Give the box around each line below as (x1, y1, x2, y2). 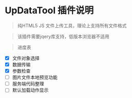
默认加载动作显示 (12, 87, 49, 93)
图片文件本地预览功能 (12, 75, 58, 81)
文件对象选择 (12, 55, 40, 61)
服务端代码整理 (12, 81, 44, 87)
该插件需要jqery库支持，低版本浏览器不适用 (17, 33, 110, 39)
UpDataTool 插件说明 (5, 5, 94, 16)
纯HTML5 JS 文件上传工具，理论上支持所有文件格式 (17, 22, 127, 29)
